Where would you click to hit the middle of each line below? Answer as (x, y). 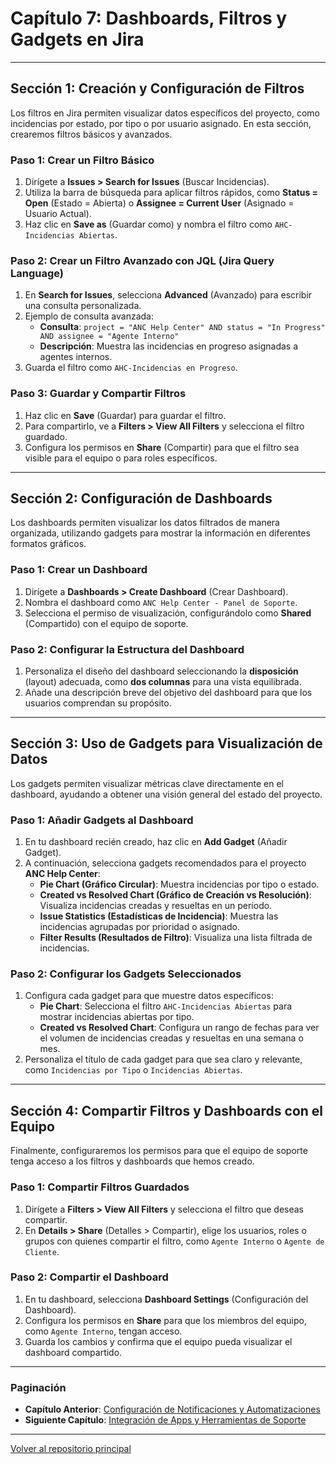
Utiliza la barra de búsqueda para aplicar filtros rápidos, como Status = (171, 193)
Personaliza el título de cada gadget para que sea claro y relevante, (163, 1059)
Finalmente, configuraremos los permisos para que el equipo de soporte (159, 1151)
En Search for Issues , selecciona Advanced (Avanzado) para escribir (168, 295)
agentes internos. (76, 357)
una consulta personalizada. (83, 306)
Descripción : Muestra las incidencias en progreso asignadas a (169, 346)
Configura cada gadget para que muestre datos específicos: (149, 996)
